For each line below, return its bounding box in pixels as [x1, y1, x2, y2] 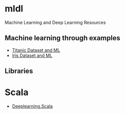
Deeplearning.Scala [12, 103, 53, 110]
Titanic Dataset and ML [12, 47, 61, 53]
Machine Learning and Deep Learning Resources [5, 19, 106, 25]
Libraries [5, 67, 33, 75]
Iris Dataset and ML [12, 52, 53, 58]
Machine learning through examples [5, 34, 120, 42]
